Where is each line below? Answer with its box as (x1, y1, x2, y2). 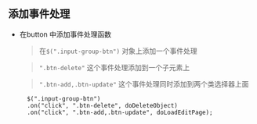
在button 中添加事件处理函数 (19, 30, 112, 39)
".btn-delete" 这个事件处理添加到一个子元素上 (38, 62, 190, 72)
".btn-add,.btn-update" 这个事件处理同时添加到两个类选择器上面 (38, 79, 249, 88)
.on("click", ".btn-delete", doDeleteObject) (27, 101, 178, 109)
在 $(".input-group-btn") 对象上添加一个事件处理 (38, 46, 197, 55)
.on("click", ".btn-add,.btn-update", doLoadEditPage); (27, 108, 213, 116)
